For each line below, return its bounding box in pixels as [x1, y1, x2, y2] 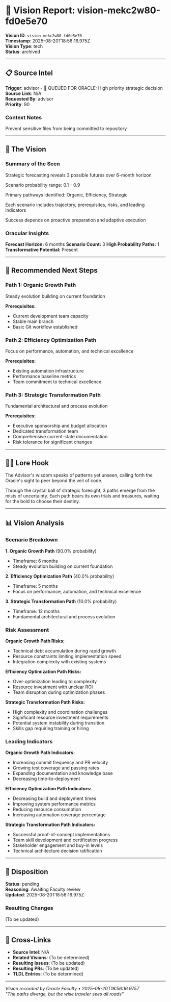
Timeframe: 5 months [12, 583, 58, 589]
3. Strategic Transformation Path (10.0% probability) [5, 598, 117, 604]
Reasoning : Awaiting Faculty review [5, 886, 81, 892]
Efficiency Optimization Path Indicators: [5, 786, 92, 792]
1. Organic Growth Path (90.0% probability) [5, 548, 97, 554]
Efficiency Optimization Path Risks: [5, 668, 81, 675]
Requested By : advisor [5, 95, 54, 102]
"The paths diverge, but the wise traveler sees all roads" [5, 991, 124, 997]
